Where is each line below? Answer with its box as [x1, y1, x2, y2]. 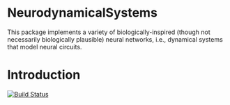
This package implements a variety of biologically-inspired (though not [7, 28, 210, 36]
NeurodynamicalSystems [7, 5, 158, 21]
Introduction [7, 67, 81, 83]
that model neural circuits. [7, 42, 82, 51]
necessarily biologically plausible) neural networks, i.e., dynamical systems [7, 35, 223, 43]
